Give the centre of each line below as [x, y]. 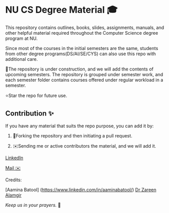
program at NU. [21, 38]
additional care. [22, 59]
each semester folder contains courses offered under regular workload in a [84, 80]
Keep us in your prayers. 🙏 [33, 205]
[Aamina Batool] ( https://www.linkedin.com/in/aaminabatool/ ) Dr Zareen [81, 190]
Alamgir [14, 195]
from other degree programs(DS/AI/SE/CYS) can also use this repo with [81, 54]
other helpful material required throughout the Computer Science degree [82, 33]
